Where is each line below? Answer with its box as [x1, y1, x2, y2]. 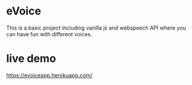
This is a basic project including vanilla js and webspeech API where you [6, 24, 187, 31]
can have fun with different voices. [6, 30, 92, 37]
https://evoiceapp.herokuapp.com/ [6, 71, 93, 79]
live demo [6, 52, 56, 66]
